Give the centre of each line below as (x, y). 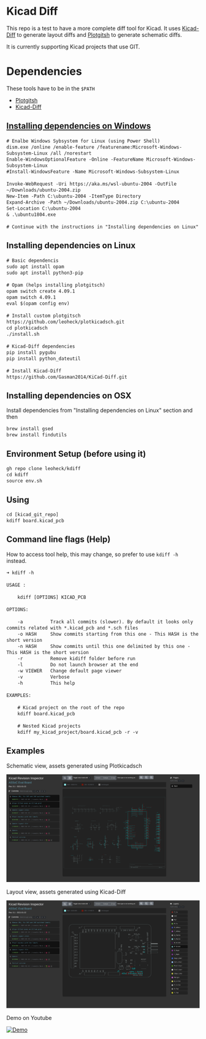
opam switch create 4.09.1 (41, 291)
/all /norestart (71, 153)
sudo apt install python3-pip (45, 273)
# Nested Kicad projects (49, 726)
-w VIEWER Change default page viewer (70, 671)
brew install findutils (37, 435)
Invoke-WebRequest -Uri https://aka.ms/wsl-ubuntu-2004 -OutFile (91, 184)
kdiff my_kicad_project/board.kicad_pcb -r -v (78, 732)
